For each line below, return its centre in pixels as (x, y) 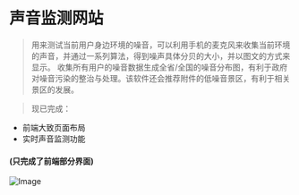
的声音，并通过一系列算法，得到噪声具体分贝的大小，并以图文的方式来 (161, 55)
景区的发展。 (55, 89)
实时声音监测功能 (54, 139)
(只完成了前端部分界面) (51, 161)
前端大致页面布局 (54, 127)
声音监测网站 (57, 18)
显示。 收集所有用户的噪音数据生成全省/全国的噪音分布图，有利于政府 (159, 67)
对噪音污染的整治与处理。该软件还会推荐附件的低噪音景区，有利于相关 (161, 78)
